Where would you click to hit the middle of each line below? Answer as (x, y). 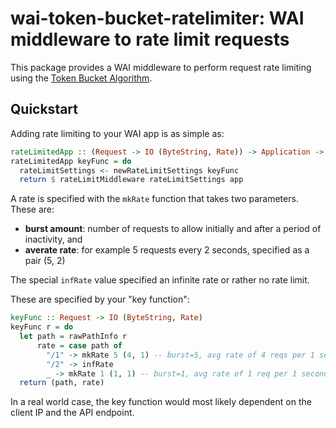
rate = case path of (79, 345)
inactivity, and (53, 239)
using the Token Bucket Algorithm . (81, 78)
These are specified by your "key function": (100, 299)
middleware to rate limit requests (150, 39)
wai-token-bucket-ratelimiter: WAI (157, 18)
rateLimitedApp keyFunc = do (71, 161)
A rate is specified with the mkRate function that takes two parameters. (154, 199)
